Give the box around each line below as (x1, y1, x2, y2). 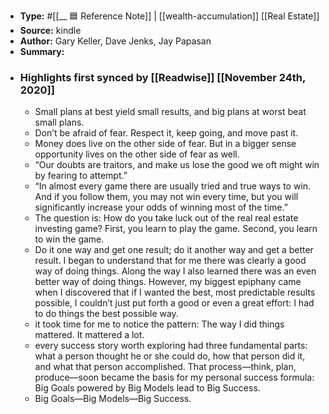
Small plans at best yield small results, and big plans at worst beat (34, 106, 307, 118)
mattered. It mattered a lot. (34, 329, 145, 341)
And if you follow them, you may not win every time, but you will (34, 191, 299, 203)
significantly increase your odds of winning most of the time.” (34, 201, 288, 214)
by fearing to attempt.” (34, 170, 128, 182)
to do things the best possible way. (34, 308, 179, 320)
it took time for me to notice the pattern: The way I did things (34, 318, 285, 330)
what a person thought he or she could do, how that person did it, (34, 350, 306, 362)
